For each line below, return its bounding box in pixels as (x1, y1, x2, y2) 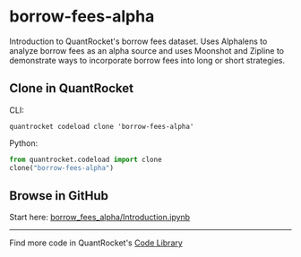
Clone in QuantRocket (9, 81, 134, 96)
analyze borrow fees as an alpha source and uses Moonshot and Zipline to (9, 45, 285, 56)
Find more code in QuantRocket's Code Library (9, 237, 184, 248)
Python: (9, 137, 39, 149)
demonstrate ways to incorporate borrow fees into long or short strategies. (9, 55, 285, 65)
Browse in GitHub (9, 188, 109, 203)
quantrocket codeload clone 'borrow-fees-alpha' (9, 122, 194, 131)
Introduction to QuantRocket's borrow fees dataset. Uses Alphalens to (9, 36, 268, 47)
